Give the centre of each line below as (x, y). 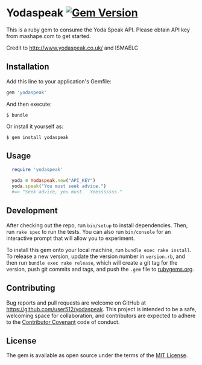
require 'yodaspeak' (37, 170)
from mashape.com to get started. (49, 36)
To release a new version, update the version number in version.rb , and (96, 256)
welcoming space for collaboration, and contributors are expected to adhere (101, 315)
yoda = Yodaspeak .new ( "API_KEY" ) (54, 181)
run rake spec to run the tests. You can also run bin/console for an (89, 231)
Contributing (31, 288)
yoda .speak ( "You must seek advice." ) (59, 186)
